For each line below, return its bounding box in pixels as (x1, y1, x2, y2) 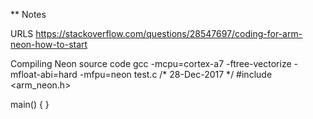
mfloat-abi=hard (10, 69, 78, 80)
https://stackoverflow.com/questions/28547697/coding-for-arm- (35, 28, 303, 39)
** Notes (10, 9, 47, 20)
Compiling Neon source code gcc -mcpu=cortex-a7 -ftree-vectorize (10, 58, 292, 69)
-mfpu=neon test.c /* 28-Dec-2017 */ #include (79, 69, 273, 80)
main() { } (10, 99, 50, 110)
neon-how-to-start (10, 39, 88, 50)
